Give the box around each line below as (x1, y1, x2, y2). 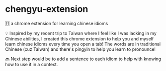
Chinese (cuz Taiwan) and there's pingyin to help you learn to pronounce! (5, 46, 156, 52)
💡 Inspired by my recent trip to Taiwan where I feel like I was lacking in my (5, 30, 157, 36)
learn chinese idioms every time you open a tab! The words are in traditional (5, 41, 161, 47)
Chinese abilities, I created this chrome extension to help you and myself (5, 35, 154, 41)
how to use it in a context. (5, 61, 58, 67)
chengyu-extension (5, 3, 88, 15)
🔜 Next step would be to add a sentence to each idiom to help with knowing (5, 56, 162, 62)
